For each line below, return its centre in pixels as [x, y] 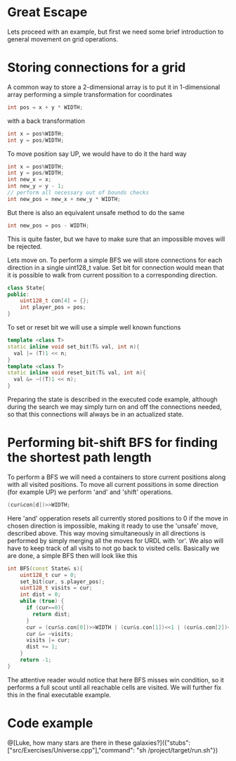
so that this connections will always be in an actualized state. [96, 414]
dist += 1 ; [42, 647]
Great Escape [47, 12]
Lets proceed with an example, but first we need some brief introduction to [116, 32]
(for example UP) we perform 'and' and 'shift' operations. [90, 492]
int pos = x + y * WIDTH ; [45, 107]
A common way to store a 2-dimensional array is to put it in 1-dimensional [114, 87]
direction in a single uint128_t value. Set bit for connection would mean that [116, 267]
